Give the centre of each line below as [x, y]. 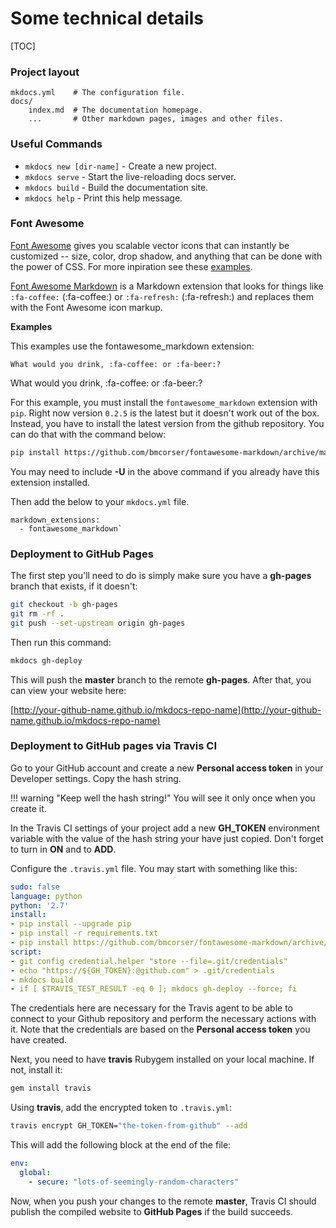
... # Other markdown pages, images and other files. [156, 119]
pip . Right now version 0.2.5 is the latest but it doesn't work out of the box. [165, 413]
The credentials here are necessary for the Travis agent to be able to [151, 1008]
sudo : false [35, 887]
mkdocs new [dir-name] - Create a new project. [120, 166]
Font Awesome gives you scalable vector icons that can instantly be [150, 245]
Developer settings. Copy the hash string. [96, 778]
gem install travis [51, 1088]
